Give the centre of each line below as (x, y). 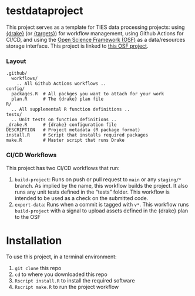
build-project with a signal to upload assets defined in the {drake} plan (101, 211)
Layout (16, 61)
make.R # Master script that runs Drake (65, 140)
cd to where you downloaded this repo (61, 274)
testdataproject (45, 11)
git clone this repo (38, 268)
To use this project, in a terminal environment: (61, 257)
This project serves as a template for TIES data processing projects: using (95, 27)
